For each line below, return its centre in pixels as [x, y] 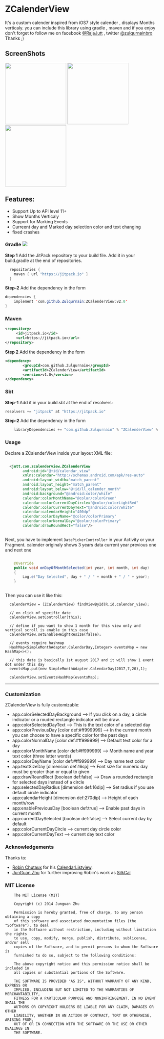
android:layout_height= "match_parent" [62, 485]
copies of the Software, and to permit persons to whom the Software [86, 947]
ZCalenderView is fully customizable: [42, 705]
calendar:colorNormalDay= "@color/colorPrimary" [72, 521]
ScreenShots [25, 54]
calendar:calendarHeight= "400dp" [57, 512]
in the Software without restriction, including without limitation [85, 930]
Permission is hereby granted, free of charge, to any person [78, 912]
